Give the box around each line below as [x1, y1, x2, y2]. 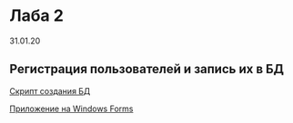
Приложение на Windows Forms [9, 103, 134, 114]
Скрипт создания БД [9, 85, 91, 96]
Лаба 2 [9, 5, 64, 26]
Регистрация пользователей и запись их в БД [9, 61, 285, 77]
